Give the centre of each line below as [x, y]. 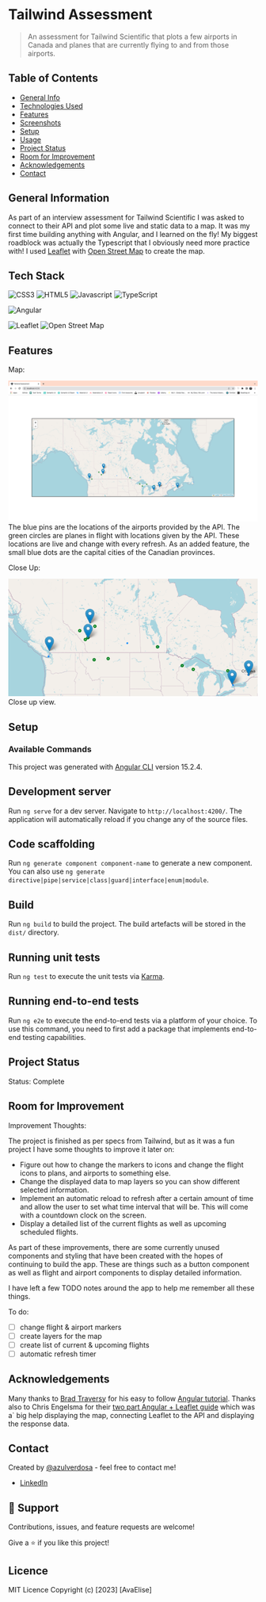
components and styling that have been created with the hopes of [116, 1256]
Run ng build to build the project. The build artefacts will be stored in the [127, 924]
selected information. [54, 1190]
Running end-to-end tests [74, 1002]
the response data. [39, 1424]
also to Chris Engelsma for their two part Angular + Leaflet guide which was [132, 1407]
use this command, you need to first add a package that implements [119, 1029]
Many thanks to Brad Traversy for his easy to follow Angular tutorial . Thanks [132, 1398]
